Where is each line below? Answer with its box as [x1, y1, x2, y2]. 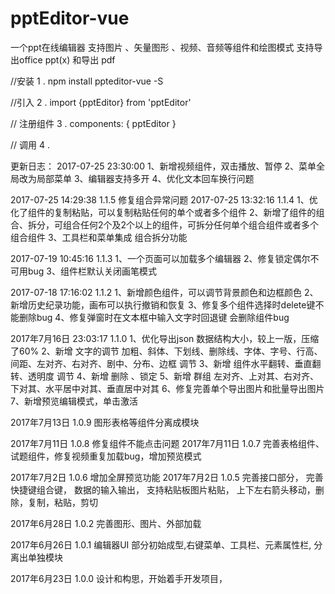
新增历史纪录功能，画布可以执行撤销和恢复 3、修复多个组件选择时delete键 [10, 298, 316, 311]
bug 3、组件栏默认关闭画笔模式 [27, 265, 158, 277]
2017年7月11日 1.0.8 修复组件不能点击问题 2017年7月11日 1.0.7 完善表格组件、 [10, 437, 325, 449]
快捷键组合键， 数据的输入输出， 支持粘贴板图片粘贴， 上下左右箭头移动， [10, 483, 316, 496]
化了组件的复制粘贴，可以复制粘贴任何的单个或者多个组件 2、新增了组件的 [10, 206, 317, 218]
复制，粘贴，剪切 [27, 496, 98, 508]
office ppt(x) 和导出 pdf [18, 53, 116, 66]
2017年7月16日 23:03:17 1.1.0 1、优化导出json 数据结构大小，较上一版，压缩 [10, 332, 320, 344]
